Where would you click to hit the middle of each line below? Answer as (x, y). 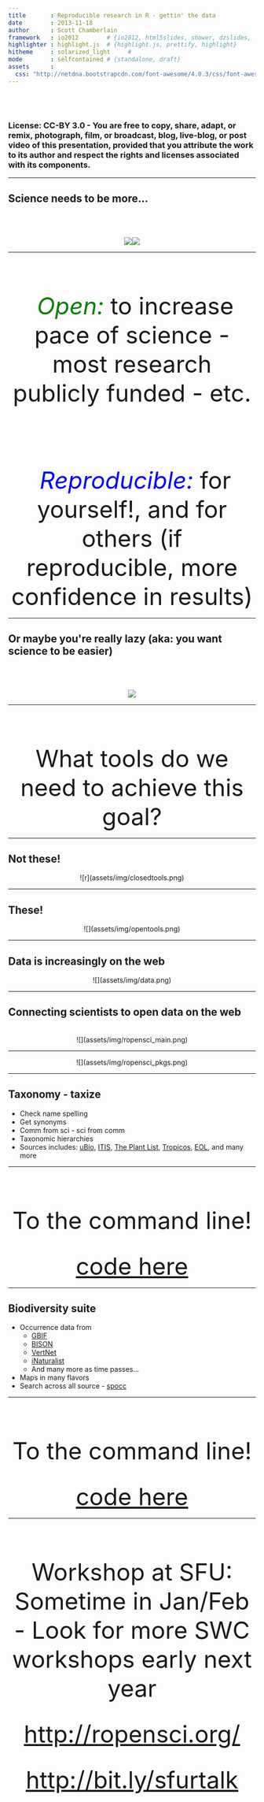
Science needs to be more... (78, 199)
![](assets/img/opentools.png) (132, 929)
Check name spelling (53, 1113)
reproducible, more (132, 567)
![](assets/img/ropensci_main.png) (132, 1039)
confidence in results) (132, 596)
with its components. (49, 165)
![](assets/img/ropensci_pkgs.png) (132, 1062)
